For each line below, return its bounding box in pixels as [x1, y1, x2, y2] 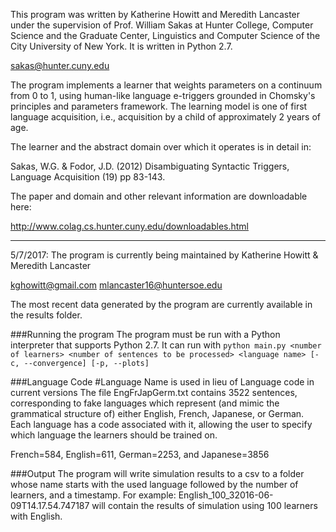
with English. [10, 510, 63, 522]
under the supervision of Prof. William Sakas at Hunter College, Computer [10, 19, 314, 31]
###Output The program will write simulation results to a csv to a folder [10, 468, 305, 479]
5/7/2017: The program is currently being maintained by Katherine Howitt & [10, 249, 319, 261]
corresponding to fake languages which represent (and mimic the [10, 397, 280, 409]
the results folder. [10, 309, 83, 321]
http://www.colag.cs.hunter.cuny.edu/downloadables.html [10, 220, 249, 232]
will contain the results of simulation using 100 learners [91, 500, 318, 511]
